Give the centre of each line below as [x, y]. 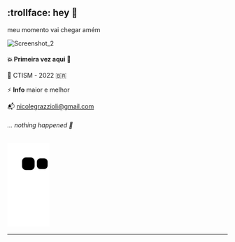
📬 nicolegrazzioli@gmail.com [51, 106]
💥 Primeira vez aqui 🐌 [39, 59]
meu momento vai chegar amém [54, 29]
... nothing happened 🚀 [40, 125]
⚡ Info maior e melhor [38, 90]
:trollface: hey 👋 [43, 13]
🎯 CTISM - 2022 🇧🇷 [37, 76]
